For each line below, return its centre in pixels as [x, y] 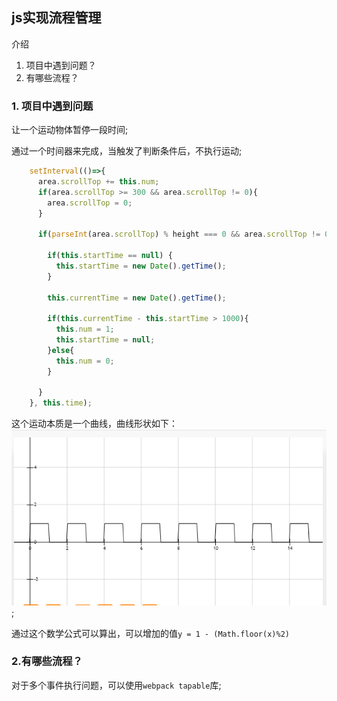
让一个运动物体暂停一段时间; [70, 130]
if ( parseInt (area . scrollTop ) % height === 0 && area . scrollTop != [179, 234]
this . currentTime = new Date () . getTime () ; [137, 298]
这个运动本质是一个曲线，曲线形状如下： [94, 424]
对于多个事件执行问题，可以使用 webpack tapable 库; [116, 685]
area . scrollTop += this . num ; [98, 181]
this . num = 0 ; [85, 361]
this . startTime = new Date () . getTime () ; [141, 266]
